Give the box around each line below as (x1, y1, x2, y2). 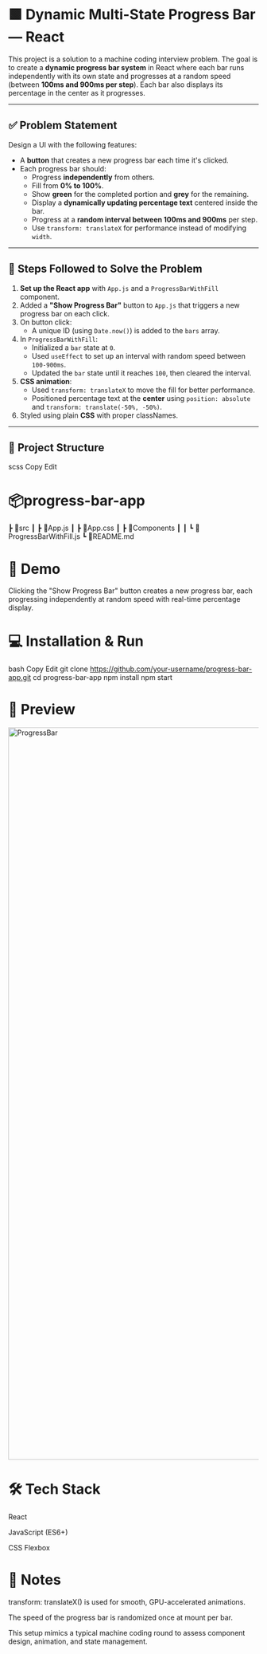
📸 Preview (8, 701, 75, 719)
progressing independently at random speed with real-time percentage (8, 595, 241, 604)
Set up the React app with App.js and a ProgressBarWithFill (19, 283, 219, 293)
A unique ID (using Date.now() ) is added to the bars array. (31, 325, 220, 335)
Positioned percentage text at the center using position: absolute (31, 393, 251, 403)
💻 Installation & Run (8, 632, 145, 650)
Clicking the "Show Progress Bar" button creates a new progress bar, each (8, 586, 253, 595)
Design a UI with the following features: (8, 139, 137, 149)
